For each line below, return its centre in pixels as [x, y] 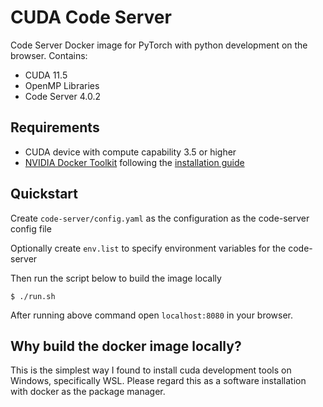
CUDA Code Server [91, 17]
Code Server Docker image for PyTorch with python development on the [159, 45]
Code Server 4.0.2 [62, 96]
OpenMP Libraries [62, 85]
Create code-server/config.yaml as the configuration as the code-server [160, 218]
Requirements [55, 127]
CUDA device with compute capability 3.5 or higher [130, 152]
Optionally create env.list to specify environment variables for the [148, 248]
